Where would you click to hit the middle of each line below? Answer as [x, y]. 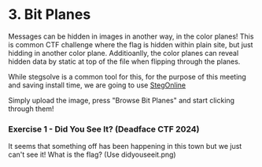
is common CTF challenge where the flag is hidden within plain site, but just [131, 44]
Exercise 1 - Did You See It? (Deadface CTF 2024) [104, 129]
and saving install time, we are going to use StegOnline [97, 85]
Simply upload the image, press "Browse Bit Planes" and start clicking [121, 100]
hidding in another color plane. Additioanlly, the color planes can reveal [124, 53]
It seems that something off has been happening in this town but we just [125, 147]
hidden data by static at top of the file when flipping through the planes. [124, 61]
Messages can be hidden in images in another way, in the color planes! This [131, 36]
